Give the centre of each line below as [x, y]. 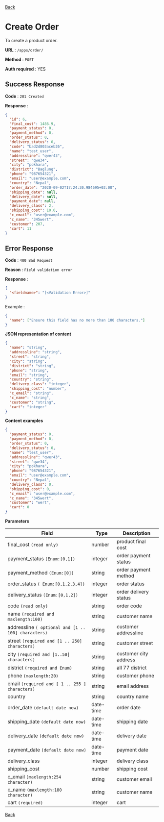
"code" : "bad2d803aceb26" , [37, 147]
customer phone [135, 676]
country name [133, 697]
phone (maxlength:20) [33, 676]
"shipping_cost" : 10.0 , [33, 210]
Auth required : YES [25, 69]
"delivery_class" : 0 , [31, 484]
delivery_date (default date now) [46, 736]
